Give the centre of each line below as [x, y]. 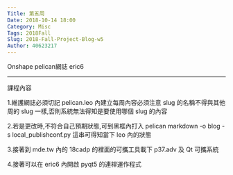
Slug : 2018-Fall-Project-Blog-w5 [55, 40]
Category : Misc [29, 26]
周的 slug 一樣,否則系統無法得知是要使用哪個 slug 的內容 [87, 111]
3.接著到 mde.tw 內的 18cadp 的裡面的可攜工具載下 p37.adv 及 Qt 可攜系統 [113, 149]
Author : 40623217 [32, 46]
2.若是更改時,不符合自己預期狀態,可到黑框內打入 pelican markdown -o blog [114, 126]
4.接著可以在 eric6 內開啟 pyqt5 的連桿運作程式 [75, 164]
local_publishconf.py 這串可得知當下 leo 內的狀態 [82, 135]
